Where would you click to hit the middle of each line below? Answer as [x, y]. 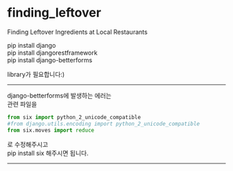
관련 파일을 [22, 104]
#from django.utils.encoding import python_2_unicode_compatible [103, 124]
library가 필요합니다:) [36, 74]
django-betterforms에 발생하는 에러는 [60, 96]
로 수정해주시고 [28, 144]
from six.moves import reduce [51, 130]
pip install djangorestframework [52, 53]
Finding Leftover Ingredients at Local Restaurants [77, 32]
